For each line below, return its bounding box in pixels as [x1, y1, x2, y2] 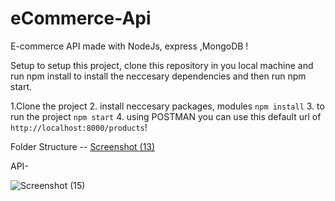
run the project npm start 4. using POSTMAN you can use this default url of [10, 110, 322, 122]
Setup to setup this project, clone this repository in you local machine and [10, 59, 314, 71]
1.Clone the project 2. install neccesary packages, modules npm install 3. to [10, 100, 325, 112]
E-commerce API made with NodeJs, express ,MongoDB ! [10, 40, 249, 52]
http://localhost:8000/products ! [10, 121, 148, 133]
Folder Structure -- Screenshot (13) [10, 140, 156, 152]
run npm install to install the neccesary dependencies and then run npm [10, 70, 307, 82]
